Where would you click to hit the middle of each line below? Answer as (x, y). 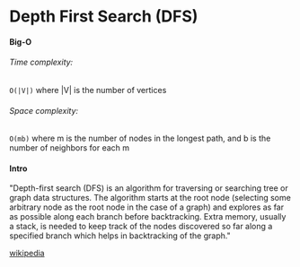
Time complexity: (41, 62)
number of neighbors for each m (70, 148)
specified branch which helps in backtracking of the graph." (120, 236)
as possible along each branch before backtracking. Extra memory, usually (148, 217)
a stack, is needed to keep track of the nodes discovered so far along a (141, 227)
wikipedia (27, 254)
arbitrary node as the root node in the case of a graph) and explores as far (147, 207)
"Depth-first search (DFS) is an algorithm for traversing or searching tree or (149, 188)
